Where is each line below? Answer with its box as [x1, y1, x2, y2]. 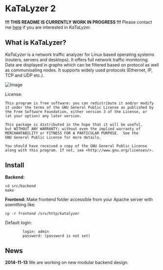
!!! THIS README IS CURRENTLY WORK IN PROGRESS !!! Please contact [5, 19, 152, 25]
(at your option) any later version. [5, 113, 82, 118]
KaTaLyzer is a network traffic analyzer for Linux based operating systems [5, 51, 155, 57]
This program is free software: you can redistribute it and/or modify [5, 101, 154, 106]
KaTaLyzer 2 [5, 3, 56, 14]
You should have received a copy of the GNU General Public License [5, 143, 147, 148]
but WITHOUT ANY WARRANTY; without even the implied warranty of [5, 126, 141, 131]
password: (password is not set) [22, 233, 91, 238]
